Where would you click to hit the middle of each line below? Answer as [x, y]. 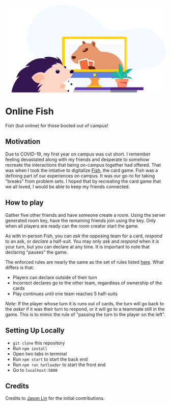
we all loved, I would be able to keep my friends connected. [68, 187]
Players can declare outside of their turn [55, 277]
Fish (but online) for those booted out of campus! [57, 126]
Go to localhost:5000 [35, 370]
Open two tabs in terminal [40, 354]
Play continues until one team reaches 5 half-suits [65, 294]
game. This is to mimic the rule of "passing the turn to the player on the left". [85, 314]
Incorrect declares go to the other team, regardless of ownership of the [87, 283]
